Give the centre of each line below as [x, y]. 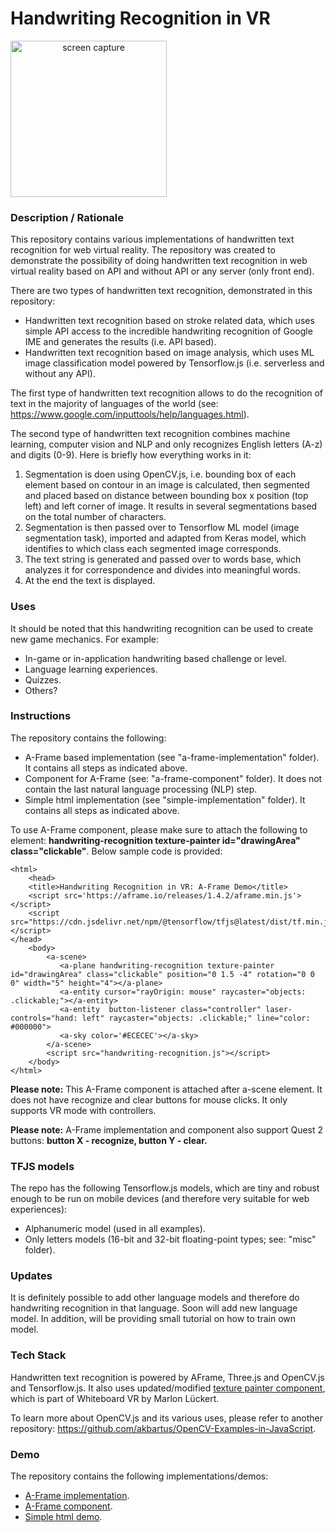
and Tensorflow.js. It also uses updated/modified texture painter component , [168, 1388]
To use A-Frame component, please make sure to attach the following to [159, 829]
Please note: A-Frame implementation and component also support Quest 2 [167, 1129]
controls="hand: [44, 1018]
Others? [41, 690]
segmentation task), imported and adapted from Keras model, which [165, 538]
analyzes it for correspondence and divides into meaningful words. [162, 570]
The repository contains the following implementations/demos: [139, 1476]
